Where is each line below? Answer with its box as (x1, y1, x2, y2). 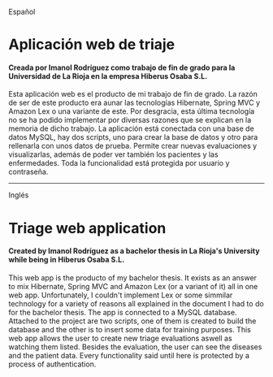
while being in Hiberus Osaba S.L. (8, 255, 125, 265)
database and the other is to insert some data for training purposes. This (8, 324, 252, 334)
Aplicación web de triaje (8, 36, 175, 54)
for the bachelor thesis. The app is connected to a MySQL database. (8, 307, 237, 317)
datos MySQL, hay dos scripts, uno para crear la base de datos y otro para (8, 132, 258, 142)
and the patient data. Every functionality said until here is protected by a (8, 350, 250, 360)
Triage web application (8, 219, 167, 237)
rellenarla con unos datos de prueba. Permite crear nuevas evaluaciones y (8, 141, 258, 151)
